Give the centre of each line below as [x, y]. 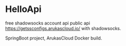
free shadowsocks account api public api [48, 23]
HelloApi [23, 9]
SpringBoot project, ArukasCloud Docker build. [54, 38]
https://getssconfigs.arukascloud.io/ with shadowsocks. [63, 28]
